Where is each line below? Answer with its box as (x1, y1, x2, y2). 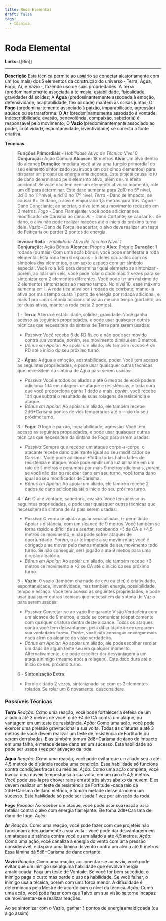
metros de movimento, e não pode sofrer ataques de (24, 531, 132, 538)
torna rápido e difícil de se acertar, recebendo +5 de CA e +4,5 (24, 526, 153, 532)
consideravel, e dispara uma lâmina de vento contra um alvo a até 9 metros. (5, 844, 160, 850)
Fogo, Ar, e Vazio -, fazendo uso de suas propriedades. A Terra (5, 84, 134, 90)
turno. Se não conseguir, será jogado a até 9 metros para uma (24, 547, 151, 553)
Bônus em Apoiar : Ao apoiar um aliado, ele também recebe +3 (24, 558, 152, 564)
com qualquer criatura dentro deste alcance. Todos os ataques (24, 619, 153, 625)
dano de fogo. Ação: (5, 813, 47, 819)
